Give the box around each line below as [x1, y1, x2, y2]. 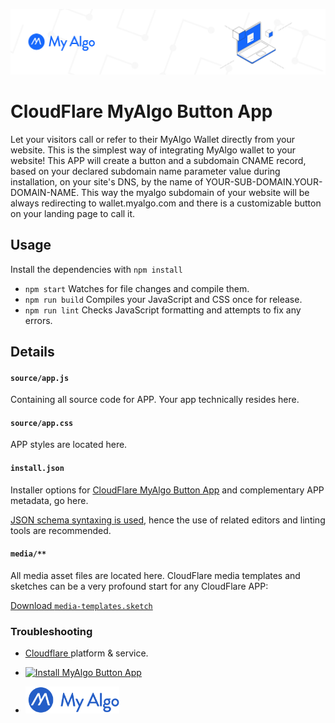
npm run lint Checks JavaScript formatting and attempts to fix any [24, 304, 302, 316]
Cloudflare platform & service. [24, 647, 149, 659]
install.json [10, 463, 65, 473]
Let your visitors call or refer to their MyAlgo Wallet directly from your [10, 133, 295, 145]
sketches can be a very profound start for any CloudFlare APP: [10, 580, 269, 592]
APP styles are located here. [10, 439, 128, 451]
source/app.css [10, 418, 74, 428]
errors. [24, 314, 53, 326]
